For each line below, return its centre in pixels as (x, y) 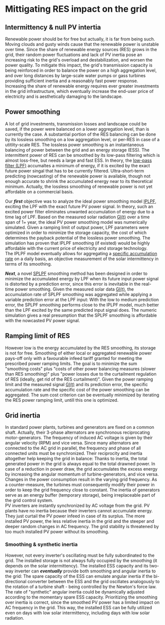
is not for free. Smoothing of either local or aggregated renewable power (79, 353)
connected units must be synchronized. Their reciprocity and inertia (74, 453)
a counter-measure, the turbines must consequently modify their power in (80, 485)
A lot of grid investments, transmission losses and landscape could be (76, 123)
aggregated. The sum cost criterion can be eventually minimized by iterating (82, 395)
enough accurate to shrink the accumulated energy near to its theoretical (79, 181)
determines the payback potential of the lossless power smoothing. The (78, 238)
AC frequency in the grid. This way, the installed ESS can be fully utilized (79, 607)
